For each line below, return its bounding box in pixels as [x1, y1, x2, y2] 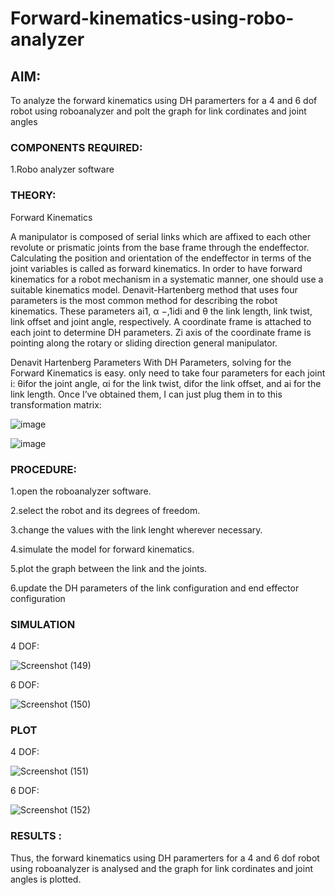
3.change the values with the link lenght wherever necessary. [10, 523, 263, 536]
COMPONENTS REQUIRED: [10, 140, 143, 154]
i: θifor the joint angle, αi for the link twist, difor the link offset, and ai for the [10, 377, 322, 389]
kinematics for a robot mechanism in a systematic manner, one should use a [10, 273, 324, 285]
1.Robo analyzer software [10, 163, 115, 176]
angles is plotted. [10, 873, 82, 885]
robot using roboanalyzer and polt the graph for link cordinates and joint [10, 105, 307, 117]
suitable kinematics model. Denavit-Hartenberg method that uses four [10, 283, 298, 296]
